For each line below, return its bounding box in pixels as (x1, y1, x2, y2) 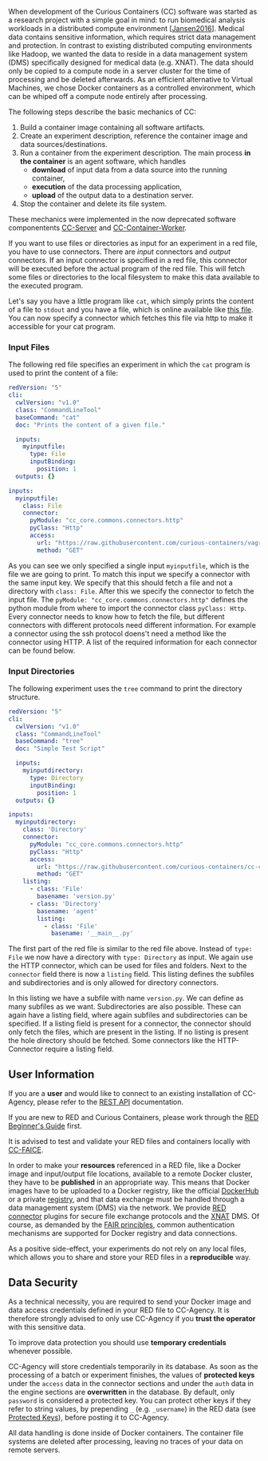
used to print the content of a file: (8, 368, 118, 378)
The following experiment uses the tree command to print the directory (8, 683, 242, 693)
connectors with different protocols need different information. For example (8, 620, 257, 629)
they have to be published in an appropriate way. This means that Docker (8, 1177, 250, 1187)
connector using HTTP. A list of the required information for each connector (8, 637, 258, 646)
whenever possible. (8, 1346, 73, 1356)
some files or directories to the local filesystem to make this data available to (8, 272, 260, 282)
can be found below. (8, 645, 76, 655)
